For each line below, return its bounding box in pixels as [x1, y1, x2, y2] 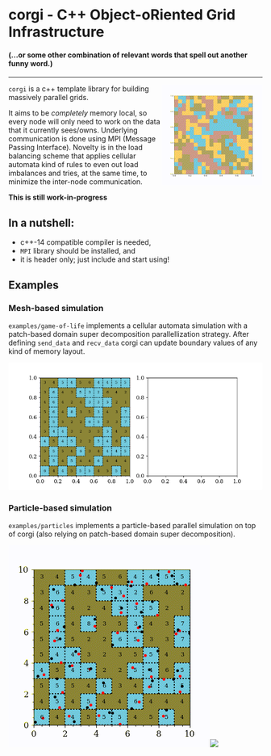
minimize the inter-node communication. [8, 177, 143, 187]
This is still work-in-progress [8, 192, 107, 203]
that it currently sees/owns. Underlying [8, 125, 139, 135]
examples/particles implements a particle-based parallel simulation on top [8, 521, 256, 531]
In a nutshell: [8, 216, 75, 229]
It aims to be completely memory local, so [8, 108, 148, 118]
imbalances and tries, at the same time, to [8, 168, 148, 178]
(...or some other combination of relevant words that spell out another [8, 50, 248, 60]
